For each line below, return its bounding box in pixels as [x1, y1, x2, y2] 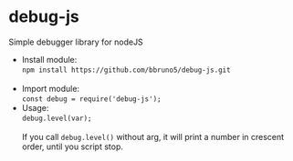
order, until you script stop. [21, 141, 124, 152]
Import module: [21, 83, 79, 94]
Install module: [21, 54, 78, 65]
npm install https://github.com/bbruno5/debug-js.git [21, 65, 231, 75]
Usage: [21, 102, 49, 113]
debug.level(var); [21, 114, 92, 123]
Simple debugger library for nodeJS [8, 36, 143, 47]
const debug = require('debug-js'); [21, 94, 162, 104]
